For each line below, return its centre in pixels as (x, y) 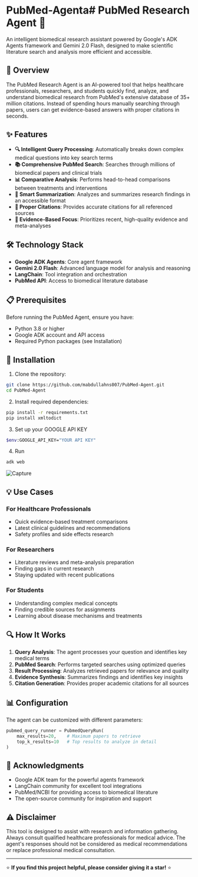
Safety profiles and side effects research (64, 534)
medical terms (32, 658)
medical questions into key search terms (64, 158)
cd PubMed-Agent (26, 390)
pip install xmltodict (34, 418)
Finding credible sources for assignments (65, 609)
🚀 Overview (28, 71)
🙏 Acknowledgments (45, 766)
